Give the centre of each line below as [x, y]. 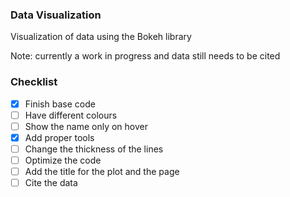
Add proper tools [59, 137]
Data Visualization [56, 15]
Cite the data [51, 183]
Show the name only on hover [86, 126]
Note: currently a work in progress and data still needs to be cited [145, 56]
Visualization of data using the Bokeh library [101, 37]
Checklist [34, 82]
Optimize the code [63, 160]
